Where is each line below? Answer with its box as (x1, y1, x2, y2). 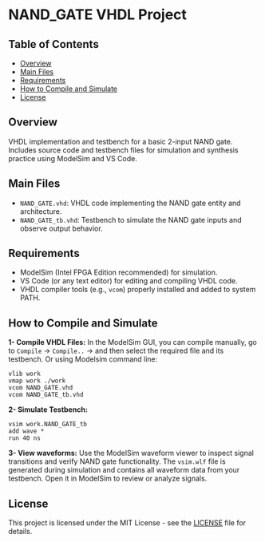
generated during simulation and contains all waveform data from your (8, 465, 240, 475)
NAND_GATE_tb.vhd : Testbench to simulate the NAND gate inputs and (19, 215, 242, 224)
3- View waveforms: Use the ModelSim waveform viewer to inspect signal (8, 449, 254, 458)
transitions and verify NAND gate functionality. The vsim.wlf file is (8, 457, 226, 466)
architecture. (19, 206, 62, 216)
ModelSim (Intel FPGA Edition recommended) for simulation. (19, 267, 218, 277)
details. (8, 527, 33, 536)
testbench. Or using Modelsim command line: (8, 354, 158, 364)
